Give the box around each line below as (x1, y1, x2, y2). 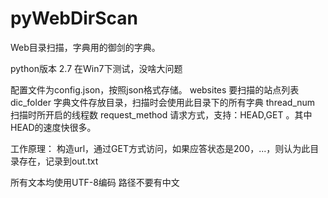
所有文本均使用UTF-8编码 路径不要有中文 (10, 176, 180, 188)
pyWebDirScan (10, 7, 138, 30)
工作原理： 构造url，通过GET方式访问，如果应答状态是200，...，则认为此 (10, 142, 311, 154)
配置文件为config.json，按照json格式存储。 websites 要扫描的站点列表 (10, 83, 300, 96)
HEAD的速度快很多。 (10, 121, 97, 133)
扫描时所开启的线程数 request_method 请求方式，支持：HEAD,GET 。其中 (10, 108, 313, 121)
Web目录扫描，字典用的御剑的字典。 (10, 41, 161, 53)
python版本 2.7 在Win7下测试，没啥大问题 (10, 62, 183, 74)
